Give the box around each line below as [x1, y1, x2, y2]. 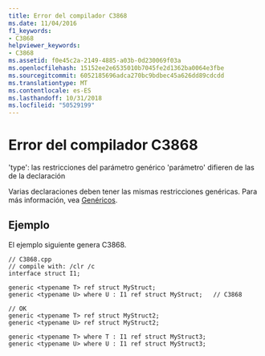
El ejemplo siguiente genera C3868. [8, 239, 127, 249]
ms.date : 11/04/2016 [8, 19, 78, 27]
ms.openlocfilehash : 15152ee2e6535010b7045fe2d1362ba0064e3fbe [8, 64, 225, 72]
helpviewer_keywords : [8, 42, 81, 50]
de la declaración [8, 171, 66, 181]
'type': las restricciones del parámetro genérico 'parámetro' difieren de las [8, 162, 255, 173]
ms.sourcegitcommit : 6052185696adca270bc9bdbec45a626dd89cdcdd [8, 72, 225, 80]
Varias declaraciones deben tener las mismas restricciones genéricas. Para [8, 186, 258, 197]
